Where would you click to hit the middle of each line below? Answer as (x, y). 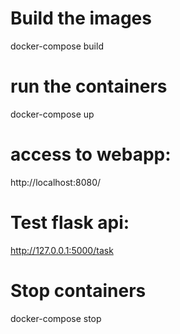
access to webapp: (91, 154)
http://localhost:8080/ (56, 182)
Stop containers (78, 290)
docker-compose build (57, 46)
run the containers (89, 86)
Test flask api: (70, 223)
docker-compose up (52, 114)
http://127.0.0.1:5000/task (62, 250)
